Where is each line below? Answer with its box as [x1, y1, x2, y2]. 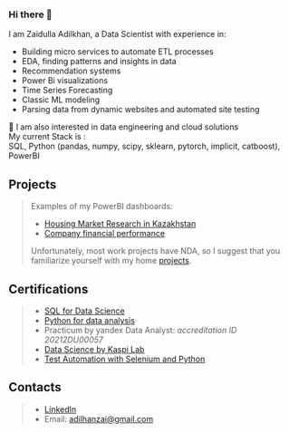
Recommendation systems [21, 65, 121, 76]
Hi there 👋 [8, 8, 53, 21]
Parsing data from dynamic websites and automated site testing [21, 104, 260, 115]
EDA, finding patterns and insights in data [21, 56, 178, 67]
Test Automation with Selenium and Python [43, 353, 206, 364]
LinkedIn [43, 403, 77, 415]
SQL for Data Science [43, 305, 125, 316]
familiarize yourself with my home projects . [30, 255, 192, 266]
